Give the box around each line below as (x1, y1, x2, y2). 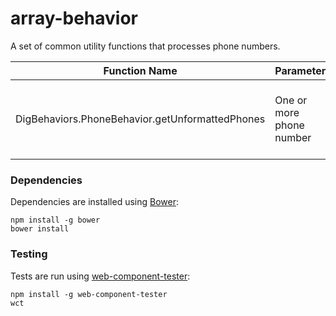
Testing (10, 247, 48, 261)
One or (274, 93, 308, 107)
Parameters (274, 63, 332, 77)
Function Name (103, 63, 178, 77)
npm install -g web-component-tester (10, 289, 168, 299)
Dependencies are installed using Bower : (10, 196, 180, 208)
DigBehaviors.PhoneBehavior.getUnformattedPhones (15, 112, 266, 126)
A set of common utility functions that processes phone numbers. (10, 40, 281, 52)
